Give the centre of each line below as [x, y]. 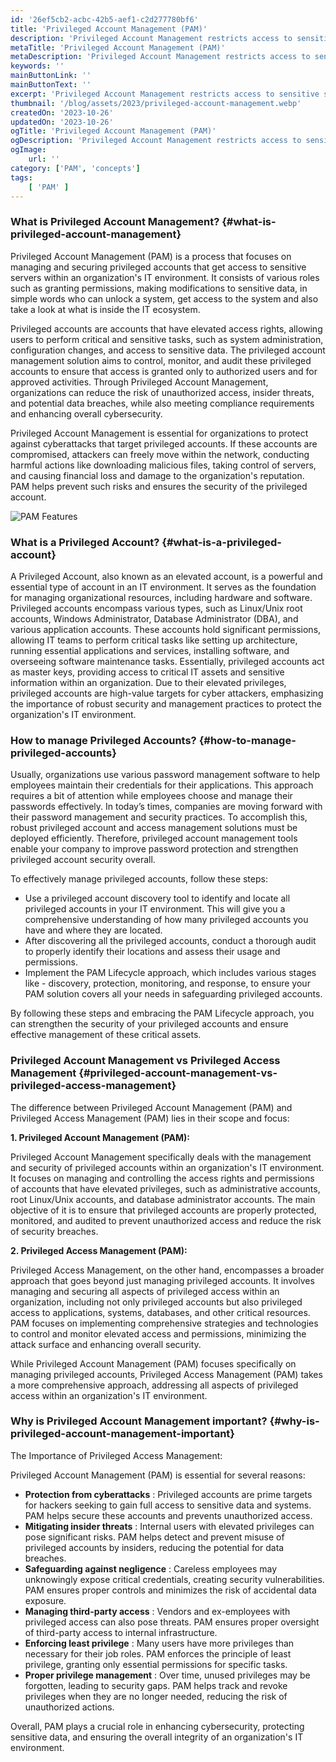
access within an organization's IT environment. [109, 1395]
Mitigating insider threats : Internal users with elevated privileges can [169, 1526]
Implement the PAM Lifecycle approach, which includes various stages [170, 973]
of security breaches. [54, 1231]
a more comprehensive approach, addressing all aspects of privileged [154, 1385]
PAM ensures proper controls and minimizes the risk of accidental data [170, 1590]
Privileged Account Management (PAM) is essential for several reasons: [158, 1475]
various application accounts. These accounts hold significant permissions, [166, 629]
